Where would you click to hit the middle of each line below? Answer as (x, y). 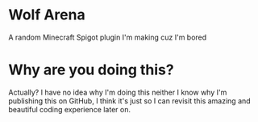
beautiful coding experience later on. (70, 109)
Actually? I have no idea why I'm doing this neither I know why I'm (118, 92)
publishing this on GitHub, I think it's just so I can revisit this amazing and (130, 101)
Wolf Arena (47, 15)
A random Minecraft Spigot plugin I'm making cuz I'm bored (108, 37)
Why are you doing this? (92, 70)
